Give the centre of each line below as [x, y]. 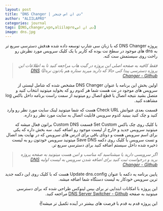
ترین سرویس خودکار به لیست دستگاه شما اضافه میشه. [108, 179]
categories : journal [26, 23]
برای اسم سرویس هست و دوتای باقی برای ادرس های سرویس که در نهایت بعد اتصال [82, 135]
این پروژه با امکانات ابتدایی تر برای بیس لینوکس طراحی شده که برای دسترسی [87, 188]
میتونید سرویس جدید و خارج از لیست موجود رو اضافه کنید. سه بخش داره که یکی [85, 129]
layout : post [18, 9]
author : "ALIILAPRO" [26, 18]
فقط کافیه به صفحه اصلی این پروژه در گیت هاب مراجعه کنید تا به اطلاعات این [88, 65]
